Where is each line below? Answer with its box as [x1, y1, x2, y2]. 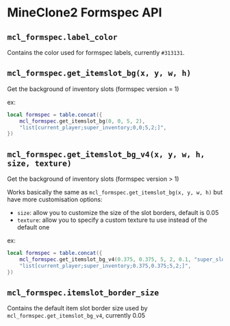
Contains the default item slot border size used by [7, 304, 149, 312]
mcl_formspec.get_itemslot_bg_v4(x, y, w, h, [7, 149, 205, 159]
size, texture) [7, 158, 72, 168]
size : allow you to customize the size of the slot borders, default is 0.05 [16, 209, 219, 217]
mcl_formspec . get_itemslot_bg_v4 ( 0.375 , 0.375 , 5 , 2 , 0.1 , [19, 256, 192, 263]
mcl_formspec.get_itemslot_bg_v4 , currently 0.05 [7, 312, 146, 320]
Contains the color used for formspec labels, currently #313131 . [7, 49, 185, 56]
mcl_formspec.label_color [7, 32, 118, 42]
